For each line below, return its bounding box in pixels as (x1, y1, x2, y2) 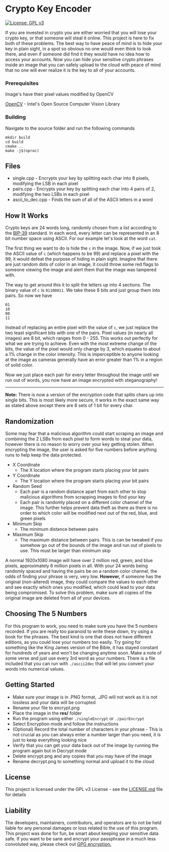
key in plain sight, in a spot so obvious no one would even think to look (5, 45, 152, 52)
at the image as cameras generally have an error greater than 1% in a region (5, 357, 162, 363)
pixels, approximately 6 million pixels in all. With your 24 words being (5, 563, 148, 569)
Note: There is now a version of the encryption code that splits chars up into (5, 392, 163, 398)
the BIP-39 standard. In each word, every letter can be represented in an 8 (5, 230, 159, 236)
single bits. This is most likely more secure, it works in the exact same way (5, 397, 159, 403)
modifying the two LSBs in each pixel (12, 191, 90, 197)
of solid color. (5, 362, 34, 368)
